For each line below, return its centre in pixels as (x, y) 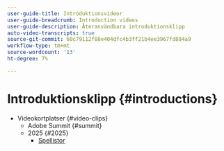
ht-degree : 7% (28, 59)
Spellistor (51, 140)
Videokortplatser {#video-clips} (63, 118)
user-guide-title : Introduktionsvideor (65, 14)
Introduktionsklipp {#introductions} (112, 99)
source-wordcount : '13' (42, 53)
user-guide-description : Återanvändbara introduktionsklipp (96, 26)
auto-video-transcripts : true (51, 33)
